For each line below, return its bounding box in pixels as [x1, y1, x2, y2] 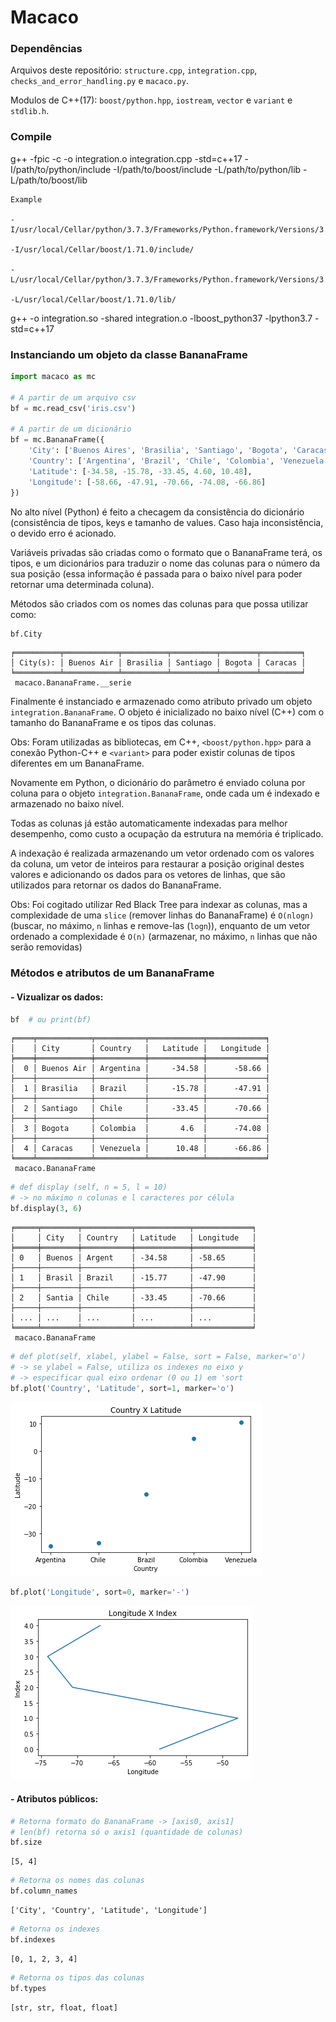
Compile [10, 130, 52, 144]
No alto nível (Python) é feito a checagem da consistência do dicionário [10, 506, 305, 518]
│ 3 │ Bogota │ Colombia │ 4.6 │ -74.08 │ [10, 1124, 271, 1134]
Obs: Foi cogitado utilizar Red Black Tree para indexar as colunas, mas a [10, 899, 308, 911]
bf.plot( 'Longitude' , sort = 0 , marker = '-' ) [10, 1587, 190, 1597]
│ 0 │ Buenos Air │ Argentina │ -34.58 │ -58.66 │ [10, 1064, 271, 1074]
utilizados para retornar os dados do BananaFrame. [10, 879, 222, 891]
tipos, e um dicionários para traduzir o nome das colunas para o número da [10, 557, 321, 569]
